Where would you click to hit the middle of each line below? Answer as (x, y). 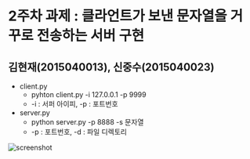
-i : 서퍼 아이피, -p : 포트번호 (75, 104)
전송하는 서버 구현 (91, 36)
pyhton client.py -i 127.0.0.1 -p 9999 (89, 94)
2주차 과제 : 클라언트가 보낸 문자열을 (118, 16)
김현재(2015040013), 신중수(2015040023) (111, 67)
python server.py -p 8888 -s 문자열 (87, 122)
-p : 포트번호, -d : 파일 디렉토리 (79, 132)
